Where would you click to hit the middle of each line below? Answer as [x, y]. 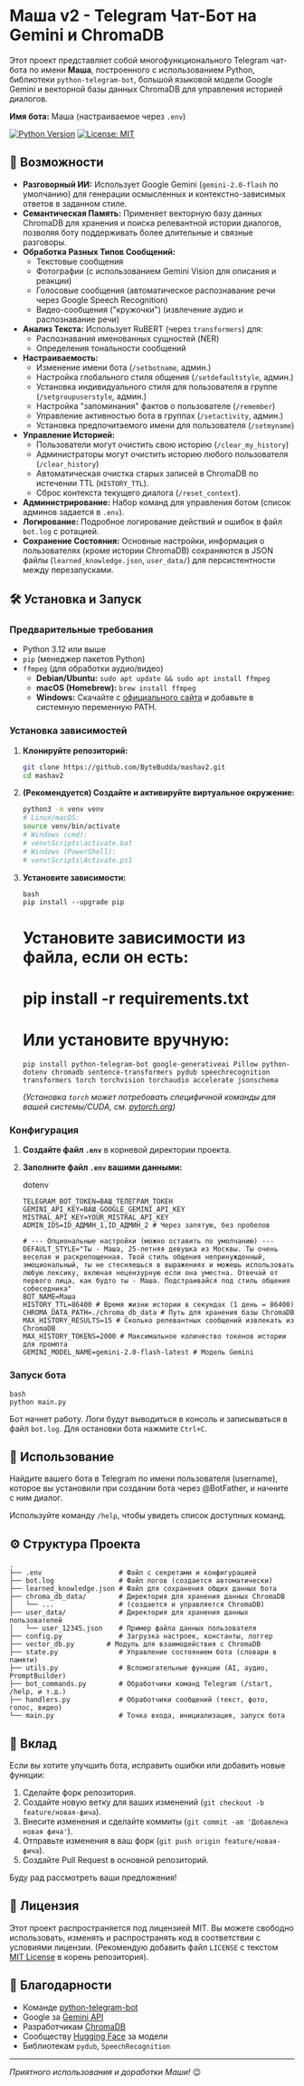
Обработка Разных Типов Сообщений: [99, 251]
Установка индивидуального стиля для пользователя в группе [157, 386]
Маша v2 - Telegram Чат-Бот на [133, 16]
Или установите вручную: [126, 1040]
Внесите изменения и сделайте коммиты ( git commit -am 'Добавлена [155, 1821]
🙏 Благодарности [61, 1986]
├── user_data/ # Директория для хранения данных [129, 1613]
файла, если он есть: [105, 957]
